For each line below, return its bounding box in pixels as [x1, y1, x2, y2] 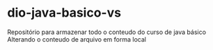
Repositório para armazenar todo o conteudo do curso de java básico [7, 28, 207, 36]
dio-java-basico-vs [7, 5, 122, 21]
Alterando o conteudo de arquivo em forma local [7, 35, 146, 43]
